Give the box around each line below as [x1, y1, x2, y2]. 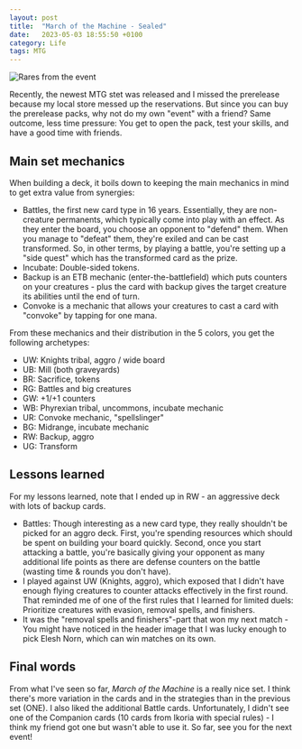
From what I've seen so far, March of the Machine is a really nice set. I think [9, 683, 291, 694]
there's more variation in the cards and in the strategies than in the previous [9, 692, 291, 704]
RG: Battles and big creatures [22, 383, 133, 393]
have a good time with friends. [9, 127, 123, 138]
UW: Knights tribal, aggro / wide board [22, 354, 165, 365]
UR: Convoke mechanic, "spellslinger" [22, 411, 164, 422]
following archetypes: [9, 337, 90, 347]
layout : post [9, 13, 59, 23]
